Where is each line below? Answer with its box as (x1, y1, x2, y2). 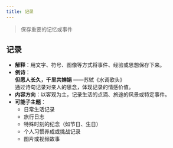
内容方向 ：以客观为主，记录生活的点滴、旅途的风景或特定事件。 (14, 91, 170, 98)
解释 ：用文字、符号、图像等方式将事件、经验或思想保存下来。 (14, 62, 165, 69)
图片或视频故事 (23, 136, 60, 143)
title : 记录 (6, 8, 34, 15)
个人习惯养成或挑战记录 (23, 128, 81, 135)
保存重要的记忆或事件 (20, 25, 73, 33)
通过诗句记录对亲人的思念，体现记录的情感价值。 (14, 83, 134, 91)
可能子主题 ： (14, 98, 46, 105)
